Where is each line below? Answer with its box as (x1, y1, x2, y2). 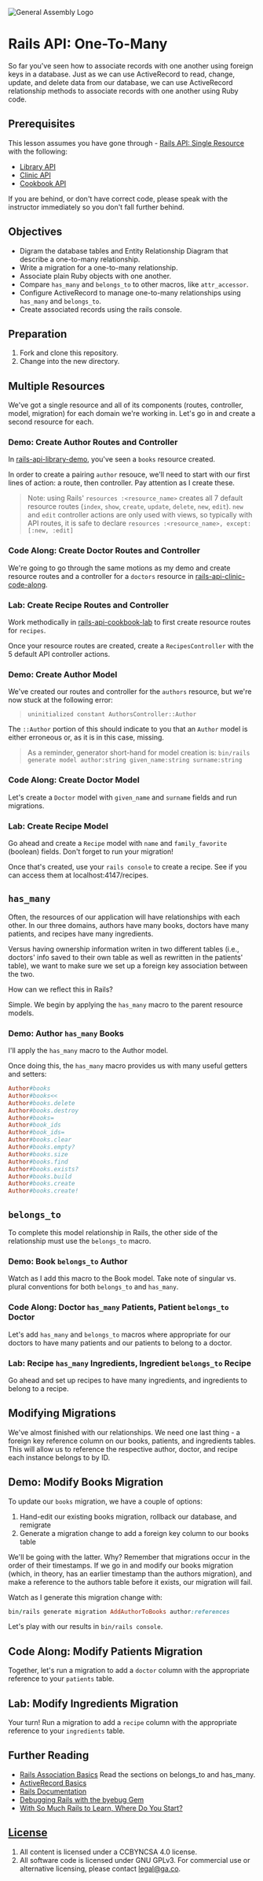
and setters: (8, 1070, 47, 1079)
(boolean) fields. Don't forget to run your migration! (8, 847, 174, 856)
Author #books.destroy (8, 1107, 79, 1115)
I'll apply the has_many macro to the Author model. (8, 1046, 169, 1056)
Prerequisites (8, 117, 75, 131)
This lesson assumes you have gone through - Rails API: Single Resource (8, 138, 245, 147)
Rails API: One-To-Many (8, 35, 168, 53)
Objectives (8, 225, 63, 239)
